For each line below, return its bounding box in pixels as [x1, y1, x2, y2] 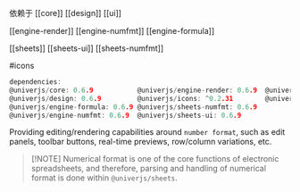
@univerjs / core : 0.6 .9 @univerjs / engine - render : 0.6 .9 [9, 86, 257, 95]
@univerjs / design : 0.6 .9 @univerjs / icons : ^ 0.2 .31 [9, 94, 234, 103]
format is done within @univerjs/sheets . [30, 172, 179, 183]
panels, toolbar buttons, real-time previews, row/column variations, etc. [9, 137, 272, 147]
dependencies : [9, 78, 62, 87]
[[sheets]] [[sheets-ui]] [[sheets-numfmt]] [9, 43, 164, 54]
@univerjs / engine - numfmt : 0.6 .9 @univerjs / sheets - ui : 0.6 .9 [9, 111, 242, 120]
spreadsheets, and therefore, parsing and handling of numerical [30, 163, 266, 174]
